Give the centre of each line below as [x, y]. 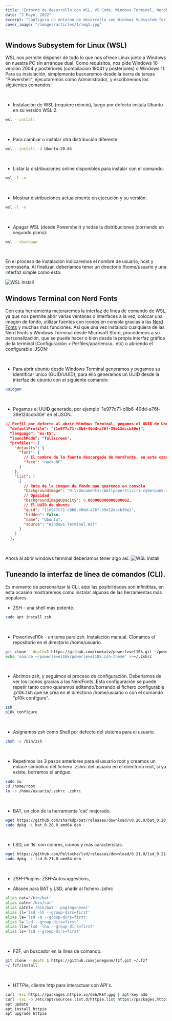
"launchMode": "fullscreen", [41, 438]
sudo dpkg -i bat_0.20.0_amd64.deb [43, 825]
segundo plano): [30, 232]
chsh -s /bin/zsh [24, 742]
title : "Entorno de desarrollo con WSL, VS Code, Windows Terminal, [80, 10]
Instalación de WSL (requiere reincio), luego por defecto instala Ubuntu [88, 105]
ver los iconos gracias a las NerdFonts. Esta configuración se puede [84, 682]
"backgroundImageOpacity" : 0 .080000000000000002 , [78, 500]
